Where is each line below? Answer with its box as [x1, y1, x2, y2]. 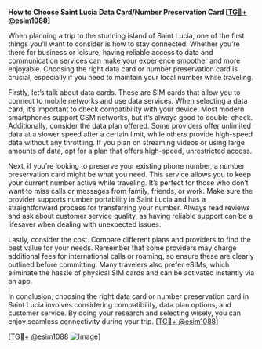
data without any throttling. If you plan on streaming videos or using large [8, 138, 246, 147]
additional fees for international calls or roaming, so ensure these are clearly [8, 252, 255, 260]
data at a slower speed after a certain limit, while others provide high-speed [8, 129, 253, 139]
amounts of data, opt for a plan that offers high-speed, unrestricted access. [8, 146, 253, 155]
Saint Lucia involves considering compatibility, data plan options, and [8, 300, 231, 309]
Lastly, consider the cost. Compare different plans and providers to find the [8, 235, 251, 244]
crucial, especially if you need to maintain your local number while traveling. [8, 73, 253, 82]
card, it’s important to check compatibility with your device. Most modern [8, 104, 245, 114]
